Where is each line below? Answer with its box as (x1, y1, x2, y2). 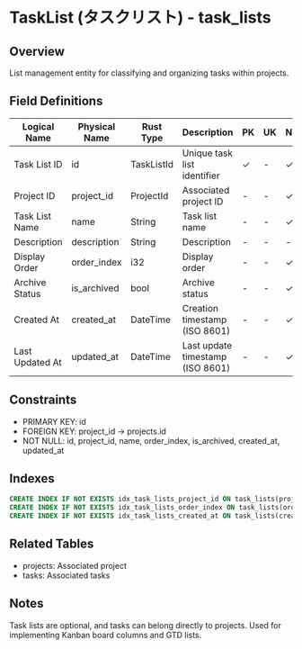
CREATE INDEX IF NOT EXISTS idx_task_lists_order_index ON (9, 503, 235, 512)
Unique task (182, 147, 234, 159)
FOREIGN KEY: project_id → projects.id (22, 426, 166, 437)
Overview (9, 43, 66, 59)
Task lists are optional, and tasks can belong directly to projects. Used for (9, 619, 281, 630)
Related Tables (9, 536, 94, 552)
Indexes (9, 471, 56, 486)
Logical (22, 120, 55, 132)
